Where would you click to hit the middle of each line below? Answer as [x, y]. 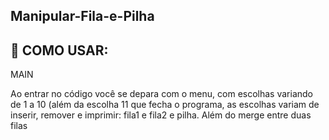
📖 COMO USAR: [59, 50]
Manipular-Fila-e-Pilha [82, 16]
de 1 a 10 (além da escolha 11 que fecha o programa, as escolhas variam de [165, 105]
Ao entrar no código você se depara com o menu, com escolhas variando [161, 94]
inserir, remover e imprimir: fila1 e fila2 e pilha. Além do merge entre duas [161, 115]
